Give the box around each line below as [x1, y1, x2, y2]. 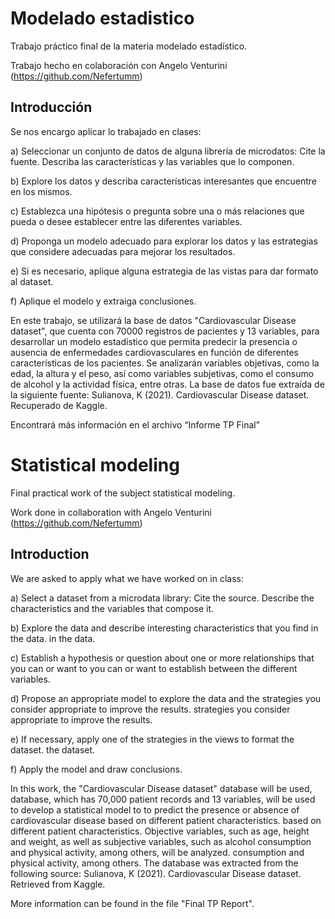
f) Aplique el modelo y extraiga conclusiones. [10, 295, 197, 307]
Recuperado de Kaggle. [10, 399, 108, 411]
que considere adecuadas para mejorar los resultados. [10, 245, 236, 257]
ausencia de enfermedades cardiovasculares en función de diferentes [10, 346, 299, 358]
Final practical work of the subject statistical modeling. [10, 487, 236, 499]
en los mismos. [10, 185, 73, 197]
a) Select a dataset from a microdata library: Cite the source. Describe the [10, 592, 315, 604]
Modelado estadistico [10, 7, 195, 30]
